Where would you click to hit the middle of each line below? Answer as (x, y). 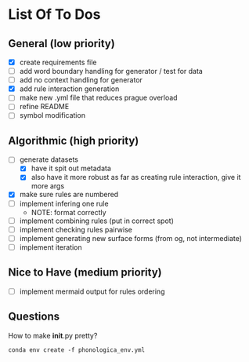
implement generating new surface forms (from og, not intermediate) (131, 238)
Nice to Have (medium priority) (85, 272)
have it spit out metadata (71, 168)
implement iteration (51, 247)
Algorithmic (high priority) (74, 140)
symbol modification (52, 115)
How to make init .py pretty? (53, 335)
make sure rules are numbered (69, 195)
